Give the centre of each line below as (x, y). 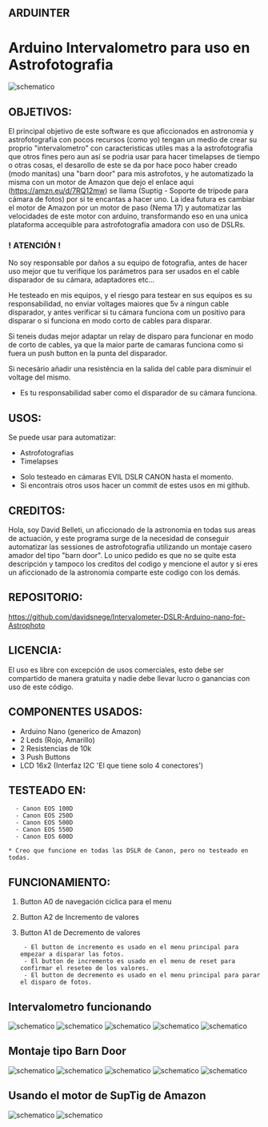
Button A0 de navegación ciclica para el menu (96, 902)
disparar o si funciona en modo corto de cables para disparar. (110, 321)
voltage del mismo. (40, 377)
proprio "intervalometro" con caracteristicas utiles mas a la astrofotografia (131, 148)
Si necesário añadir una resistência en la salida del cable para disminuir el (130, 369)
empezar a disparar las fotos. (72, 955)
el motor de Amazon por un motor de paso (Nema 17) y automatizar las (125, 208)
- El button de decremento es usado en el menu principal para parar (142, 976)
